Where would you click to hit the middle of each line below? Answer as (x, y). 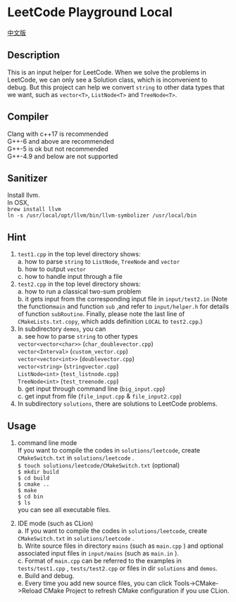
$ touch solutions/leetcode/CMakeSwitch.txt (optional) (99, 465)
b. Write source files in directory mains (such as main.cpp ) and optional (120, 546)
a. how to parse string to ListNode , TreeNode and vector (99, 262)
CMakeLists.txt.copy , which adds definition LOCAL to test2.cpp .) (110, 322)
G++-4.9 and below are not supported (63, 156)
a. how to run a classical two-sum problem (79, 291)
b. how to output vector (52, 269)
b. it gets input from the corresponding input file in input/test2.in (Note (122, 299)
